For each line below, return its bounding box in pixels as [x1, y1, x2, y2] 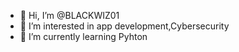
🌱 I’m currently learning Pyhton [19, 31, 148, 42]
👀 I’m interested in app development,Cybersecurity [19, 20, 230, 32]
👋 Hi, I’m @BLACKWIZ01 [19, 10, 120, 21]
